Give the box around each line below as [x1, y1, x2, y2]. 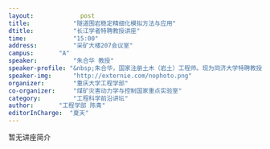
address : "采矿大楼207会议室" [8, 42, 133, 50]
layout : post [8, 11, 95, 20]
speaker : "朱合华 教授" [8, 57, 114, 65]
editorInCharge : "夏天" [8, 110, 89, 118]
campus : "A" [8, 49, 70, 57]
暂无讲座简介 [8, 132, 51, 142]
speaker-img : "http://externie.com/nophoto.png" [8, 72, 193, 80]
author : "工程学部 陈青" [8, 101, 106, 110]
